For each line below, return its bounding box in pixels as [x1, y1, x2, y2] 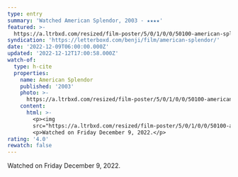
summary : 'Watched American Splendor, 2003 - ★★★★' [7, 17, 163, 24]
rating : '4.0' [7, 135, 50, 142]
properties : [13, 69, 50, 76]
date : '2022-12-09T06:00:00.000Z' [7, 43, 110, 50]
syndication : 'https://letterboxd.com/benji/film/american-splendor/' [7, 37, 220, 44]
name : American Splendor [20, 76, 93, 84]
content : [20, 103, 46, 110]
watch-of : [7, 57, 37, 64]
